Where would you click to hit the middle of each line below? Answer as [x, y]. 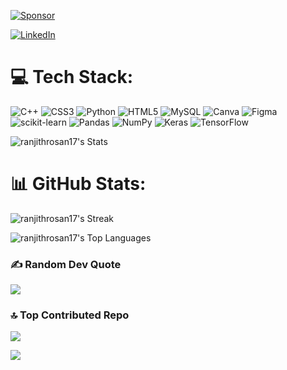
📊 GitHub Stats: [78, 184]
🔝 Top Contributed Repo [70, 315]
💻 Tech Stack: [72, 77]
